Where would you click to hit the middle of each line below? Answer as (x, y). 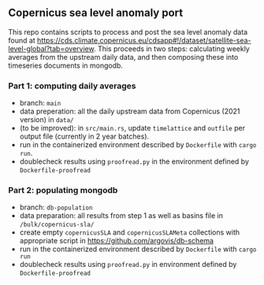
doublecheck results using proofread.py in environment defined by (128, 265)
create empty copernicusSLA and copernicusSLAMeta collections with (130, 232)
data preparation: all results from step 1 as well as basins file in (121, 216)
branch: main (40, 103)
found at (22, 40)
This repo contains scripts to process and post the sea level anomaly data (128, 31)
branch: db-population (56, 207)
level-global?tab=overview (51, 48)
